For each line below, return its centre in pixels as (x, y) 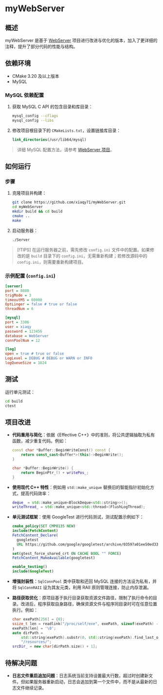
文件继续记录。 (31, 688)
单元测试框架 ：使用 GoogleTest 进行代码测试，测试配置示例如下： (78, 517)
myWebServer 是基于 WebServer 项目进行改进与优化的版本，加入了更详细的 (81, 40)
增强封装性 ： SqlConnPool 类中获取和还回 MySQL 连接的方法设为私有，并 (84, 581)
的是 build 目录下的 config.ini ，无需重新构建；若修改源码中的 (84, 256)
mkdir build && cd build (37, 211)
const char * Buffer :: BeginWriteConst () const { (61, 450)
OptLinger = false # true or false (41, 304)
